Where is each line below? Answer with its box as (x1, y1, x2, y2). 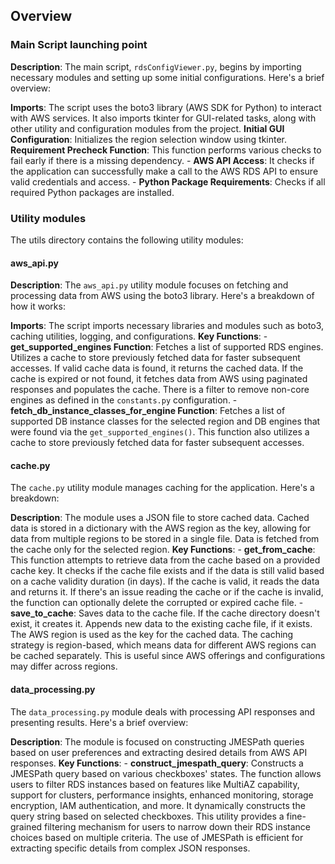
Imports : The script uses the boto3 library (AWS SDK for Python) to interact (10, 101, 322, 113)
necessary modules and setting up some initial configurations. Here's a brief (10, 71, 325, 83)
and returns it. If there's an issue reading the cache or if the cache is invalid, (10, 586, 324, 598)
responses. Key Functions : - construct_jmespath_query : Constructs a (10, 757, 304, 769)
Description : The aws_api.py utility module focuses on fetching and (10, 279, 289, 291)
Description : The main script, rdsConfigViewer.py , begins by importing (10, 60, 302, 73)
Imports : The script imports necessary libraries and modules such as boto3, (10, 320, 325, 332)
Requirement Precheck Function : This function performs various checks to (10, 144, 322, 156)
